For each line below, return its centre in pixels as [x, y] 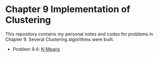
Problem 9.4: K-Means [36, 49]
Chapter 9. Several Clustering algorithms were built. [60, 39]
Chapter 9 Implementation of [68, 9]
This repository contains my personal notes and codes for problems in [79, 34]
